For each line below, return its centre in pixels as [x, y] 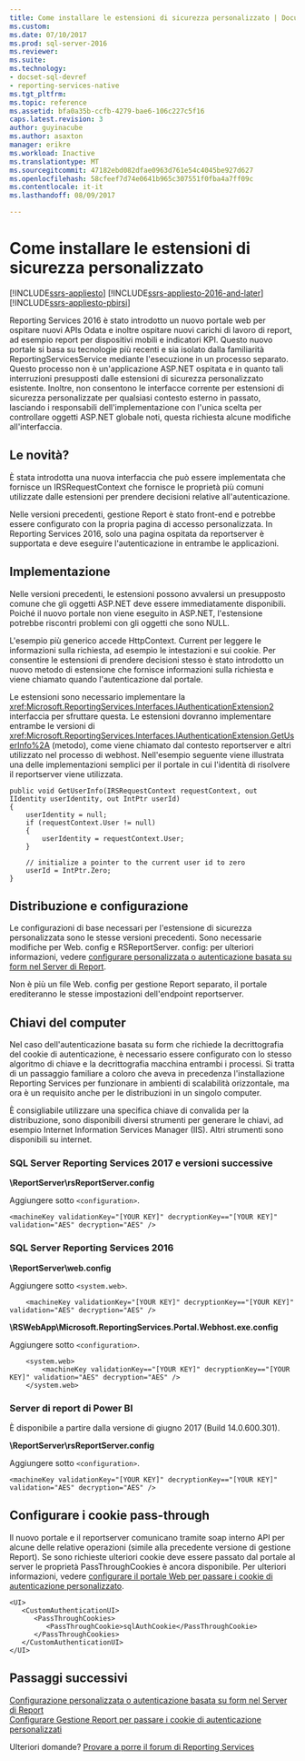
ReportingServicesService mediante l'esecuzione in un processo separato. [149, 359]
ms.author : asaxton [46, 137]
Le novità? [39, 455]
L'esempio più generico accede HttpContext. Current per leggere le [135, 640]
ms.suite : [28, 60]
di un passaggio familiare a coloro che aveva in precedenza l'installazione [148, 1074]
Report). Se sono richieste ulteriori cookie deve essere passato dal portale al [152, 1556]
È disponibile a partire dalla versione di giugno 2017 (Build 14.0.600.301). [145, 1428]
